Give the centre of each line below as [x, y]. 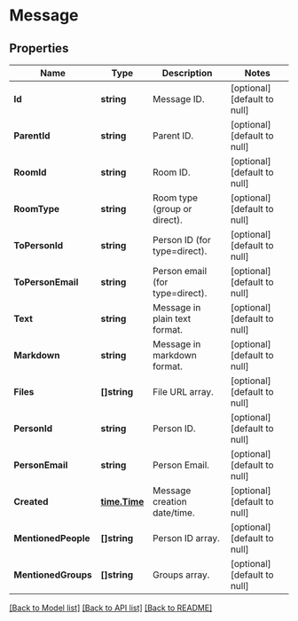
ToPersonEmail [46, 282]
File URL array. [183, 392]
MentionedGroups [53, 575]
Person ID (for [181, 240]
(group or [172, 209]
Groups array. [181, 575]
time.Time [122, 502]
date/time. [173, 513]
